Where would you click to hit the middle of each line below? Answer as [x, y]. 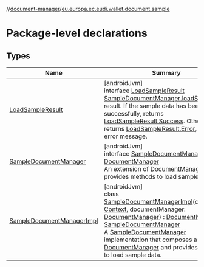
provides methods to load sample [151, 177]
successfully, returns [134, 113]
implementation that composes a [151, 240]
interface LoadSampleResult [144, 91]
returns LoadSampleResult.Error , [151, 129]
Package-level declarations [77, 33]
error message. [126, 136]
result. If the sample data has [145, 106]
